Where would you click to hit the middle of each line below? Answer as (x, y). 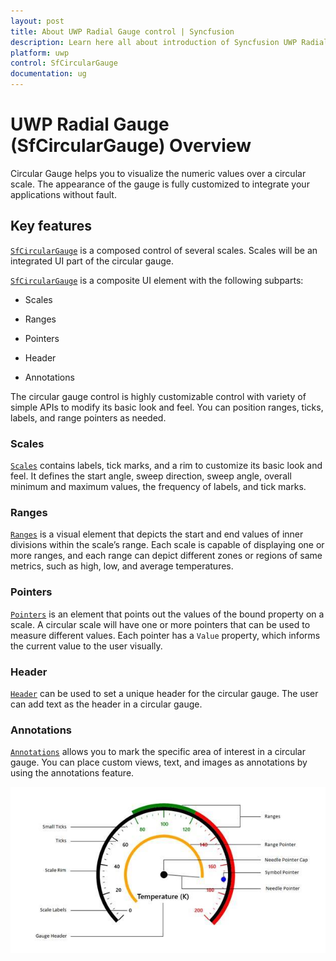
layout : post (37, 21)
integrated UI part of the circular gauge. (92, 261)
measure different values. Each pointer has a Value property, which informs (165, 635)
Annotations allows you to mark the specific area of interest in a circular (158, 752)
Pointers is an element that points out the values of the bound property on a (167, 614)
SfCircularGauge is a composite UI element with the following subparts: (157, 280)
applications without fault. (63, 194)
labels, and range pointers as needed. (88, 417)
